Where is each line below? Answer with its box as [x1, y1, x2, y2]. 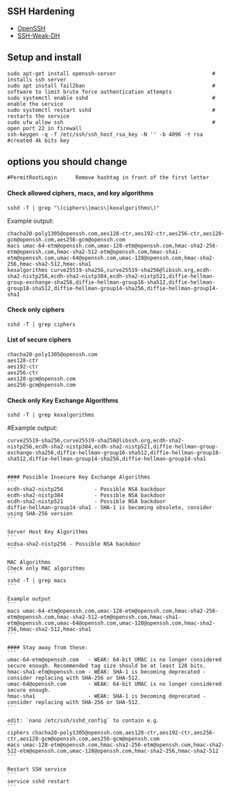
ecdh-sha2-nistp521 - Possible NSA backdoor [7, 498, 166, 505]
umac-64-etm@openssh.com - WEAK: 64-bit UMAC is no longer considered [7, 657, 222, 664]
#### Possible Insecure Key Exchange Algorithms [7, 474, 151, 481]
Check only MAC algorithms [7, 565, 85, 572]
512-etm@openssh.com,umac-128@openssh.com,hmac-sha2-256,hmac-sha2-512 [7, 748, 219, 755]
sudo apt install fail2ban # [7, 82, 216, 89]
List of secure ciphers [7, 335, 71, 344]
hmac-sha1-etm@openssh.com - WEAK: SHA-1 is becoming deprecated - [7, 668, 207, 675]
